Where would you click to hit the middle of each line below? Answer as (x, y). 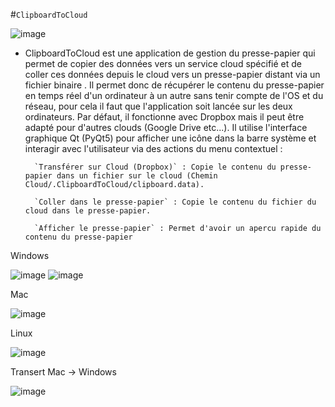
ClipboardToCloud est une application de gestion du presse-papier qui (170, 53)
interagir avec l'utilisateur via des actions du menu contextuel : (153, 148)
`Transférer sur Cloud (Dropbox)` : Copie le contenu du (155, 167)
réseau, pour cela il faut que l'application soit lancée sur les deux (158, 106)
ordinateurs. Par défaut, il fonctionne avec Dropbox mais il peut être (164, 117)
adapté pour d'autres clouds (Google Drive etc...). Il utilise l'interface (166, 127)
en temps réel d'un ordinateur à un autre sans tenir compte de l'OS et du (174, 95)
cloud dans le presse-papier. (88, 211)
